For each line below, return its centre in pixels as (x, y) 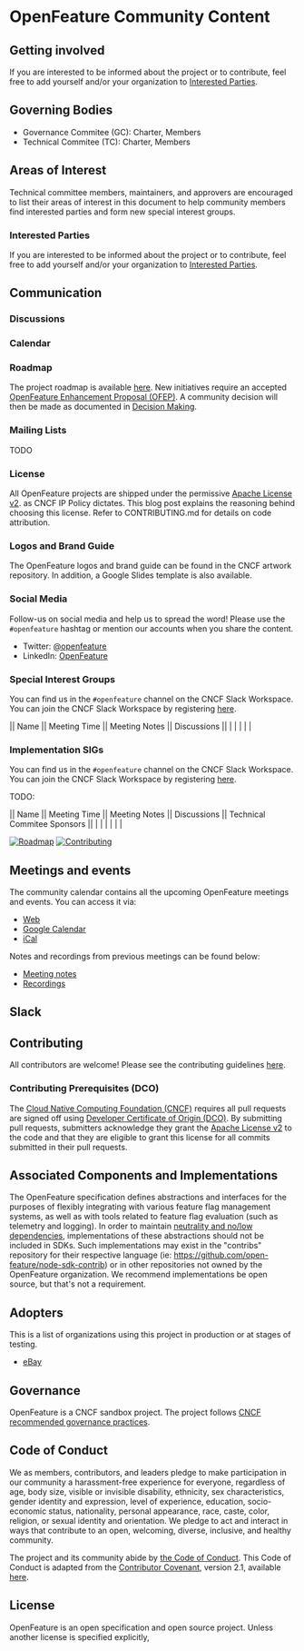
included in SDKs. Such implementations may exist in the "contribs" (136, 1246)
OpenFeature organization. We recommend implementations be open (138, 1275)
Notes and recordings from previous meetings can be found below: (135, 957)
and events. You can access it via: (73, 902)
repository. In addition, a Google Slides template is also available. (131, 575)
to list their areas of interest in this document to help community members (147, 202)
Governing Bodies (61, 110)
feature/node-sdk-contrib (57, 1265)
